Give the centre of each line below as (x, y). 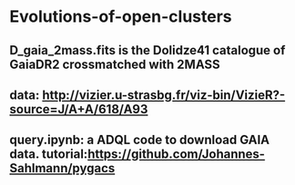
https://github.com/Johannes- (177, 155)
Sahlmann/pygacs (62, 168)
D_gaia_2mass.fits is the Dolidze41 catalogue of (147, 50)
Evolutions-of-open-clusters (121, 17)
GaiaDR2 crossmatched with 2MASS (115, 64)
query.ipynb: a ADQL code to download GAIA (140, 140)
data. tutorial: (49, 155)
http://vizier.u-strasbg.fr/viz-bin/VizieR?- (164, 95)
